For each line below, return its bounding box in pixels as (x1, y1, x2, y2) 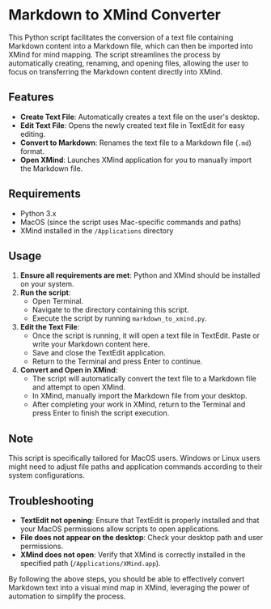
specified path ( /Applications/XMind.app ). (19, 559, 161, 568)
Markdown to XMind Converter (8, 6, 221, 24)
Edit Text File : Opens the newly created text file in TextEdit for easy (19, 120, 245, 130)
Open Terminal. (32, 296, 84, 306)
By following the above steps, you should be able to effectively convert (8, 574, 245, 584)
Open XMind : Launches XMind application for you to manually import (19, 155, 252, 164)
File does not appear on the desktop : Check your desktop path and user (19, 533, 263, 542)
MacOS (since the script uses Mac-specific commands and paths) (19, 217, 242, 227)
